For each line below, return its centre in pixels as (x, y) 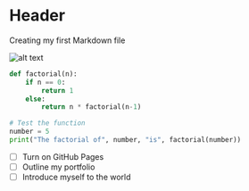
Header (37, 16)
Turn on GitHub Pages (63, 156)
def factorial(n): (43, 74)
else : (36, 99)
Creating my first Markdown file (67, 40)
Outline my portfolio (58, 167)
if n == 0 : (46, 82)
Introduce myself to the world (76, 177)
